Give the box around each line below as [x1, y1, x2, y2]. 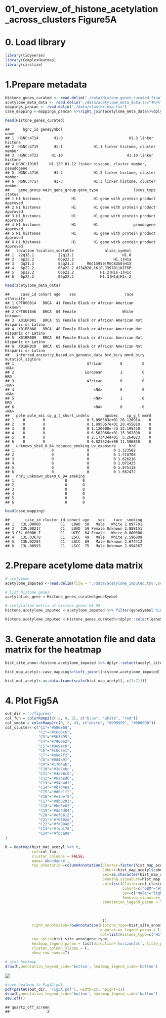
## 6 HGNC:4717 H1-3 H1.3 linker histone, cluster [5, 179, 156, 184]
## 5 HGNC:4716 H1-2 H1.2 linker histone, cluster [5, 170, 156, 175]
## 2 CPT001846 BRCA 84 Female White [5, 309, 134, 314]
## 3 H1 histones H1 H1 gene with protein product [5, 214, 156, 219]
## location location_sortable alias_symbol [5, 249, 132, 254]
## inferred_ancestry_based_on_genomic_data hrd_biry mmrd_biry [5, 353, 145, 357]
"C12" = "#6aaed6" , [38, 776, 74, 781]
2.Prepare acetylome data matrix [5, 560, 143, 571]
